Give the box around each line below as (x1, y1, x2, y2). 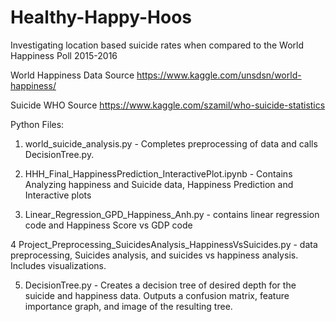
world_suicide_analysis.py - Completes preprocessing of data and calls (24, 137, 318, 150)
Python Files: (10, 118, 65, 130)
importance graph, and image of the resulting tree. (24, 300, 233, 312)
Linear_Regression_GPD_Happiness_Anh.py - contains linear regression (24, 208, 320, 220)
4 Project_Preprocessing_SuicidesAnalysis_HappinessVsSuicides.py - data (10, 238, 318, 250)
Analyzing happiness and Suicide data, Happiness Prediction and (24, 178, 294, 190)
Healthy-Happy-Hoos (10, 6, 193, 29)
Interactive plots (24, 189, 92, 201)
